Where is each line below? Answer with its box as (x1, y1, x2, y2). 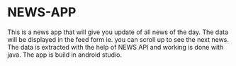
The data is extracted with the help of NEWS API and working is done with (7, 43, 224, 51)
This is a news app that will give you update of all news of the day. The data (7, 28, 229, 36)
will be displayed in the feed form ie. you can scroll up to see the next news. (7, 35, 229, 43)
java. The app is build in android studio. (7, 50, 123, 59)
